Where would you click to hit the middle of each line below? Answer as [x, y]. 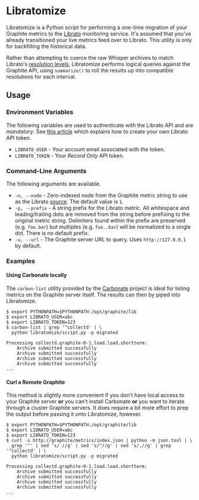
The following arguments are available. [53, 184]
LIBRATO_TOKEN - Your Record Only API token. [70, 155]
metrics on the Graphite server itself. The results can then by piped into [94, 295]
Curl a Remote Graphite [36, 382]
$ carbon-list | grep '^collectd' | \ [54, 327]
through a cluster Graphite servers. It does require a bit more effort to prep [97, 408]
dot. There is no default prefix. [52, 233]
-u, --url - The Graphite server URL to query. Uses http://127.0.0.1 [100, 239]
